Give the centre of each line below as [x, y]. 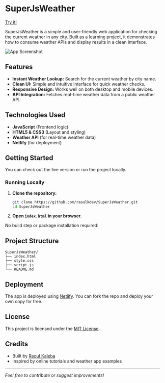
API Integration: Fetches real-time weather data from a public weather [84, 94]
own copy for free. [24, 302]
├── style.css [20, 261]
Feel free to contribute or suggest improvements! [55, 375]
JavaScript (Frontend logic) [40, 127]
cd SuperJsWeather [31, 206]
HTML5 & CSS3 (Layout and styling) [49, 132]
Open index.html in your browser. [47, 216]
